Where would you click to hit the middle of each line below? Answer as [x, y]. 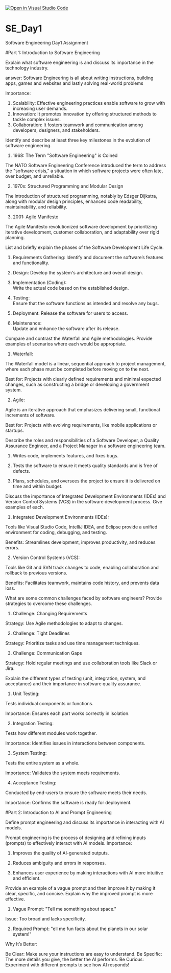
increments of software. [30, 415]
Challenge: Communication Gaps [47, 653]
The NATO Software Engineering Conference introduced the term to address [86, 165]
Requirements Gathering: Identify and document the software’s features [88, 257]
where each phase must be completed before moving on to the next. [77, 369]
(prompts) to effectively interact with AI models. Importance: [69, 843]
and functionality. [31, 263]
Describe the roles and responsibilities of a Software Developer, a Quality [82, 440]
